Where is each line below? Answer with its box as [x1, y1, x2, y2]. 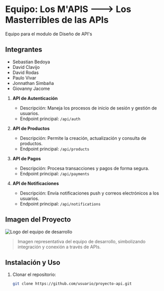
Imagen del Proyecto [5, 215, 71, 224]
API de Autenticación [12, 95, 58, 101]
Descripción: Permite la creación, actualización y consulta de [20, 135, 146, 141]
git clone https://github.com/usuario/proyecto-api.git [12, 281, 132, 286]
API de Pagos [12, 155, 41, 161]
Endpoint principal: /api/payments [20, 170, 90, 176]
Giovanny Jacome [12, 85, 50, 91]
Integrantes [5, 45, 43, 54]
